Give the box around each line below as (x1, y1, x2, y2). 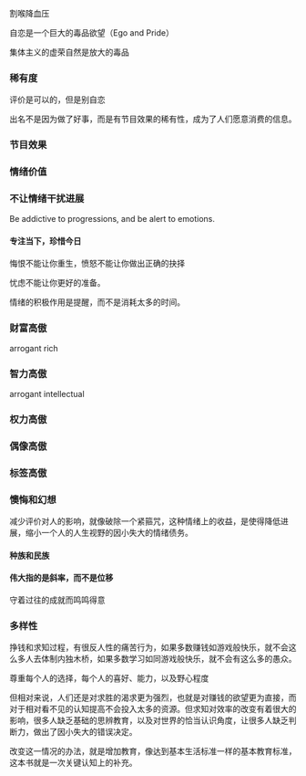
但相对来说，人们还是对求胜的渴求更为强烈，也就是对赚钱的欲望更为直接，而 (9, 692, 297, 703)
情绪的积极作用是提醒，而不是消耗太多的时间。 (9, 296, 185, 308)
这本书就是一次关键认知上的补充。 (9, 757, 138, 769)
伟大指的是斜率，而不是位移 (9, 572, 114, 583)
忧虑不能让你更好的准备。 (9, 277, 106, 288)
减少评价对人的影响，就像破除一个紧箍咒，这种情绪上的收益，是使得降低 (9, 516, 280, 527)
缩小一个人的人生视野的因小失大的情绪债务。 (25, 528, 193, 539)
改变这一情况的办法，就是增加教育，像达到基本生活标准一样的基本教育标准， (9, 746, 297, 757)
